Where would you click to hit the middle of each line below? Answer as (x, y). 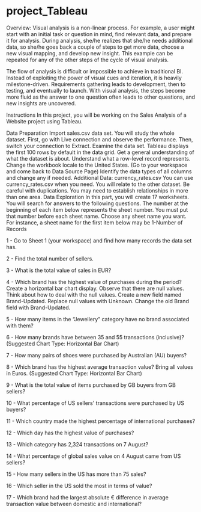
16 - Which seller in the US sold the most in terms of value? (79, 486)
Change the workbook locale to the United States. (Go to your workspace (97, 165)
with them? (20, 325)
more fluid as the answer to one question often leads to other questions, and (101, 97)
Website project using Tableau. (44, 121)
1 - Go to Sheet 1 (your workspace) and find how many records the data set (99, 240)
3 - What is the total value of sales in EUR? (59, 270)
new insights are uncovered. (41, 103)
